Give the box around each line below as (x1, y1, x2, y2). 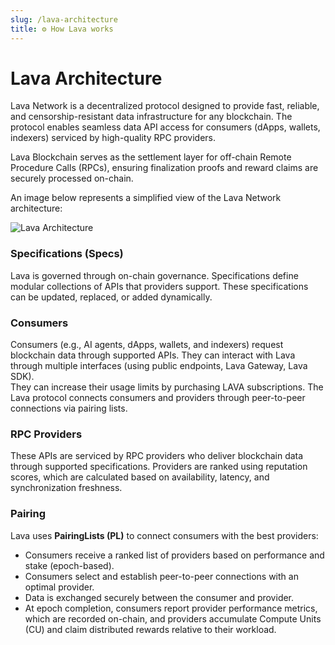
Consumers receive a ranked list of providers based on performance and (24, 549, 325, 561)
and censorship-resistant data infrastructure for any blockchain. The (10, 111, 293, 123)
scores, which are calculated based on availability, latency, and (10, 471, 270, 483)
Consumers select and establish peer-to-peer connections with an (24, 570, 299, 582)
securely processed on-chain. (10, 172, 134, 185)
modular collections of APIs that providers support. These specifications (10, 280, 309, 292)
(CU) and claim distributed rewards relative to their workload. (24, 623, 277, 635)
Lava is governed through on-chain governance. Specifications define (10, 269, 299, 281)
